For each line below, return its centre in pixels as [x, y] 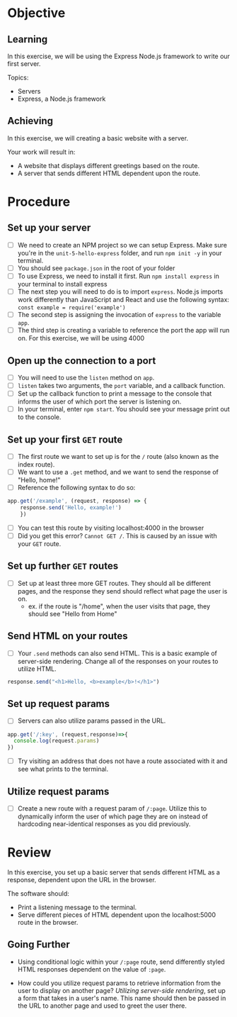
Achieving [30, 121]
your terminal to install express [62, 284]
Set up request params [59, 704]
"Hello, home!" [39, 480]
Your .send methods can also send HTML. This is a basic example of [117, 653]
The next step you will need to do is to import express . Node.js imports [120, 291]
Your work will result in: [41, 152]
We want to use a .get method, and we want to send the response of [118, 472]
